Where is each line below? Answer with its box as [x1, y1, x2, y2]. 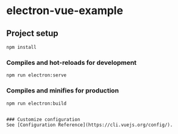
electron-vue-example [6, 4, 124, 18]
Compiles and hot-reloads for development [6, 58, 137, 67]
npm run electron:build [6, 100, 67, 106]
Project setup [6, 28, 59, 39]
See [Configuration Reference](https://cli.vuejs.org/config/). [6, 122, 173, 128]
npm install [6, 44, 37, 50]
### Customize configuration [6, 116, 80, 122]
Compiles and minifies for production [6, 86, 119, 95]
